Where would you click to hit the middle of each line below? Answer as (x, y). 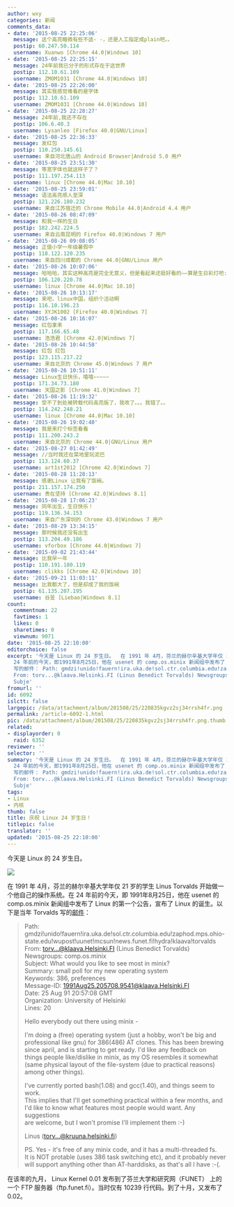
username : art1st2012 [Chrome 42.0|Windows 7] (82, 468)
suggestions (42, 1115)
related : (20, 727)
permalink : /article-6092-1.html (56, 714)
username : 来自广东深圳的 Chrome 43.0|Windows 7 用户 (88, 520)
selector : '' (26, 753)
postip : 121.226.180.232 (49, 202)
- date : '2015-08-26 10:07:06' (53, 267)
